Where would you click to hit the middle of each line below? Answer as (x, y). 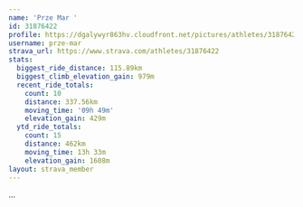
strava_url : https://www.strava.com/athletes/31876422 (114, 52)
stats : (21, 60)
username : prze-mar (45, 43)
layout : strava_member (51, 169)
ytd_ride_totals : (49, 127)
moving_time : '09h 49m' (70, 110)
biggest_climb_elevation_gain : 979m (85, 77)
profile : (25, 34)
